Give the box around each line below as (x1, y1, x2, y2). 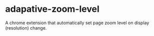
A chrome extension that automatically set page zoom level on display (5, 20, 149, 26)
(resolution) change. (5, 25, 47, 31)
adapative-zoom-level (5, 3, 100, 15)
